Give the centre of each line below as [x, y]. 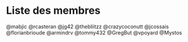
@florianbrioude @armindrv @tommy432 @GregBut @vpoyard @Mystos [94, 32]
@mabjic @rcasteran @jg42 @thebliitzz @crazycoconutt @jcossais [88, 26]
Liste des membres [53, 11]
